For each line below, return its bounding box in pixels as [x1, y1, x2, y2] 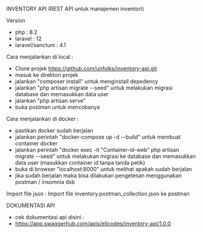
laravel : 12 [14, 35, 42, 42]
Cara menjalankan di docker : [6, 115, 80, 122]
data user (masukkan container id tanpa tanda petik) [14, 159, 146, 166]
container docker [14, 140, 58, 147]
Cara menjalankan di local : [6, 53, 74, 60]
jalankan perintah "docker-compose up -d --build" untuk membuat [14, 133, 181, 140]
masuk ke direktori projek [14, 71, 78, 78]
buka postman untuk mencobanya [14, 103, 100, 111]
